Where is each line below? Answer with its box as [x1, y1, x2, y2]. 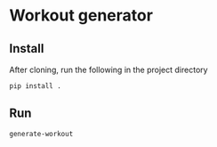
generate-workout [9, 129, 74, 138]
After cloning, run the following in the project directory [9, 64, 208, 75]
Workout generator [9, 5, 154, 26]
